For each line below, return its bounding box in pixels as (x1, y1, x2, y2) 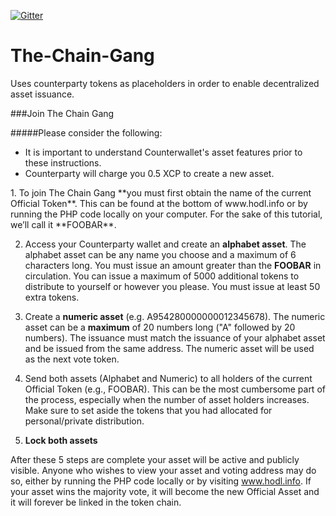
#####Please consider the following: (10, 126, 163, 139)
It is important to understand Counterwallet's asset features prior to (24, 146, 303, 158)
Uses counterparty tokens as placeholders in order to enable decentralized (10, 77, 320, 89)
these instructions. (24, 156, 102, 169)
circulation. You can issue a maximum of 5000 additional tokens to (24, 270, 300, 282)
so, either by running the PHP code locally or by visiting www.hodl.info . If (10, 475, 312, 487)
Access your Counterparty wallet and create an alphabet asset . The (24, 238, 307, 250)
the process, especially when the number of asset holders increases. (24, 393, 310, 405)
